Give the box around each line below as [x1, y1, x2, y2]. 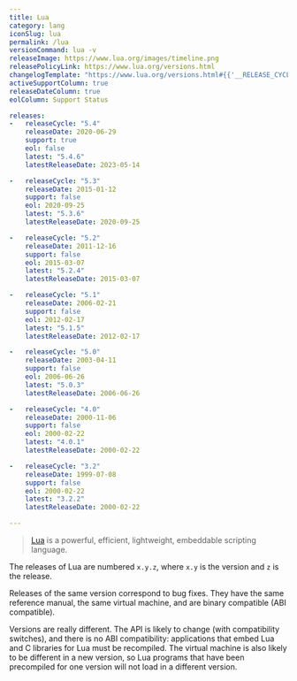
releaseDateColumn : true [9, 87, 101, 96]
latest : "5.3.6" [25, 210, 86, 218]
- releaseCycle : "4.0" [9, 404, 101, 414]
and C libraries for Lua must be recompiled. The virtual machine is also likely [9, 643, 287, 653]
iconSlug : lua [9, 29, 62, 38]
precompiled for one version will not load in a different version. [9, 662, 238, 672]
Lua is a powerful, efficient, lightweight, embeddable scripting [30, 535, 256, 545]
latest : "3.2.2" [25, 494, 86, 504]
